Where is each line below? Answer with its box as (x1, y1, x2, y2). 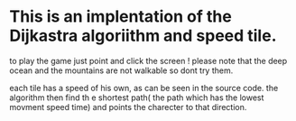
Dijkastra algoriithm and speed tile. (9, 25, 277, 46)
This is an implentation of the (9, 6, 232, 27)
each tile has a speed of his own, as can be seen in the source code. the (9, 82, 279, 93)
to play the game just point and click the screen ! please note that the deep (9, 55, 288, 66)
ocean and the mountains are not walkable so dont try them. (9, 65, 234, 76)
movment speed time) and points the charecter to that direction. (9, 101, 247, 112)
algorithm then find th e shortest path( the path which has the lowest (9, 92, 264, 103)
